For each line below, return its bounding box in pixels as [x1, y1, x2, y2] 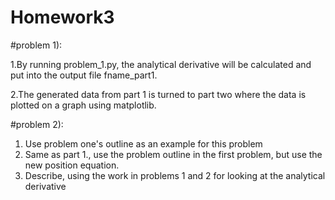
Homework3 [10, 6, 115, 29]
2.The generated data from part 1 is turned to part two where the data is [10, 88, 307, 100]
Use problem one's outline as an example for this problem [24, 137, 263, 150]
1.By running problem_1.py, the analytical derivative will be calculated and [10, 58, 312, 70]
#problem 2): [10, 118, 64, 130]
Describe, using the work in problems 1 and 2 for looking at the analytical [24, 169, 326, 181]
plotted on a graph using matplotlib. [10, 99, 157, 111]
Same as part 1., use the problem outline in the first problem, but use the [24, 148, 323, 160]
